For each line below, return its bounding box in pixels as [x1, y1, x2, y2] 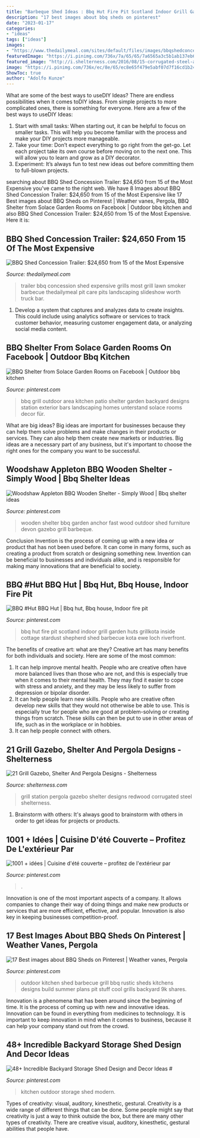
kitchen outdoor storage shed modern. [20, 1088, 116, 1095]
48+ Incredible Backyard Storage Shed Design [6, 1040, 182, 1050]
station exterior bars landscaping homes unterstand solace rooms [20, 404, 183, 411]
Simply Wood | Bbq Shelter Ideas [6, 474, 130, 484]
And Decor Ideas [6, 1049, 70, 1059]
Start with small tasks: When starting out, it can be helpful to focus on [14, 122, 186, 130]
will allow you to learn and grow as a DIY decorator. [14, 154, 141, 161]
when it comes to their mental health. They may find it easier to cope [14, 676, 183, 684]
